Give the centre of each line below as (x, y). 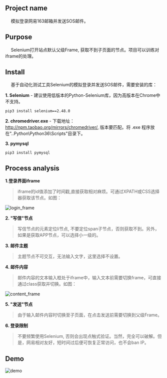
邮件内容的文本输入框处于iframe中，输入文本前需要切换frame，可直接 (89, 278)
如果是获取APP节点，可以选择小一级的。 (59, 235)
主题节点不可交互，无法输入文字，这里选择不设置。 (70, 256)
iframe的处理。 (21, 56)
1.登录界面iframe (22, 181)
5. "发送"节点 (19, 304)
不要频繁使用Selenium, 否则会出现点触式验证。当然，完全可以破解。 (87, 336)
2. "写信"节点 (19, 218)
